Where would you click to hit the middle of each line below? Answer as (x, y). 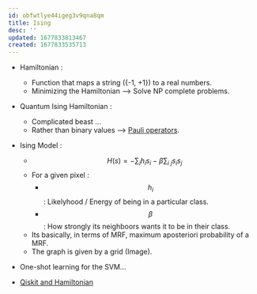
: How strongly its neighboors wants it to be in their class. (137, 226)
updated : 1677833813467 (47, 38)
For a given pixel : (60, 175)
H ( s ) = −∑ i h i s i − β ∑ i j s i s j (144, 161)
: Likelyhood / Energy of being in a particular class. (126, 202)
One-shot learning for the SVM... (73, 266)
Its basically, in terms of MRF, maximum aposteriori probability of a (140, 235)
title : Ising (30, 23)
